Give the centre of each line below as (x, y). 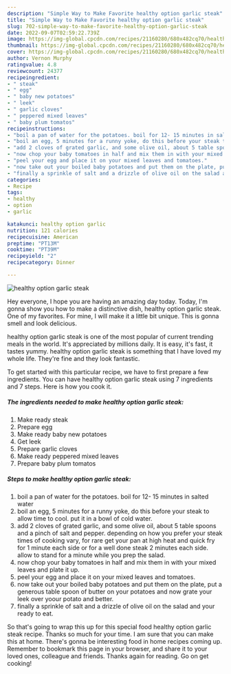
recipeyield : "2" (32, 256)
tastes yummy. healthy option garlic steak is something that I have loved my (114, 351)
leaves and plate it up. (48, 569)
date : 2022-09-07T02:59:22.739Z (53, 33)
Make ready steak (43, 420)
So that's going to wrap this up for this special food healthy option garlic (109, 627)
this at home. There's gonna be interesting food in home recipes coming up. (114, 641)
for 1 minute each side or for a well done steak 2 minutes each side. (112, 547)
